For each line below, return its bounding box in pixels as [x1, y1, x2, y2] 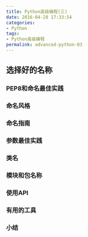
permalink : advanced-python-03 [6, 42, 83, 48]
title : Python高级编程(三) [6, 8, 67, 15]
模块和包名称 [6, 171, 43, 180]
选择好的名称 [6, 65, 53, 75]
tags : [6, 31, 19, 37]
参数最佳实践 [6, 136, 43, 145]
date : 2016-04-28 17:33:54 [6, 14, 72, 20]
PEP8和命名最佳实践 [6, 84, 64, 92]
